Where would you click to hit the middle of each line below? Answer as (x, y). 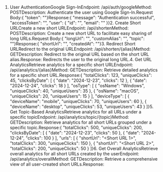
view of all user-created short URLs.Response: (57, 164)
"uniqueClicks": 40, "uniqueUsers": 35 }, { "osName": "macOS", (74, 91)
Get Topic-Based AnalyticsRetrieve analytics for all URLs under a (76, 112)
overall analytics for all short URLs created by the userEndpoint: (74, 154)
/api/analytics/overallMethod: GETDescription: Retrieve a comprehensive (83, 159)
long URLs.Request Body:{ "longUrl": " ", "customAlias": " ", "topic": (77, 38)
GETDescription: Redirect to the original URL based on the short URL (79, 54)
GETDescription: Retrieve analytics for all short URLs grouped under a (81, 122)
